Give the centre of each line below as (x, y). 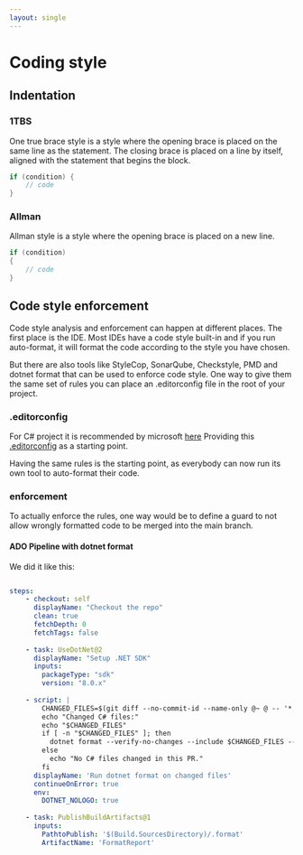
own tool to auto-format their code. (74, 473)
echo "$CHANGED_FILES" (84, 725)
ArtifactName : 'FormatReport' (98, 842)
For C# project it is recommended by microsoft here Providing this (132, 437)
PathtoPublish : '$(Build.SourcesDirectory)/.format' (143, 834)
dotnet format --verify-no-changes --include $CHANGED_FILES (166, 742)
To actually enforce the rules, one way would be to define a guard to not (143, 516)
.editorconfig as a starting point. (69, 446)
